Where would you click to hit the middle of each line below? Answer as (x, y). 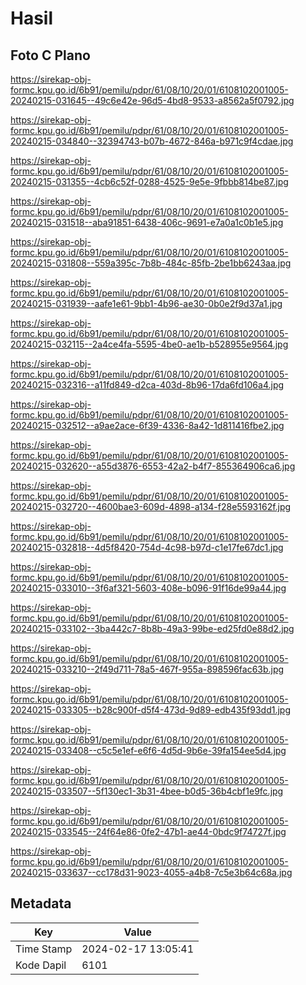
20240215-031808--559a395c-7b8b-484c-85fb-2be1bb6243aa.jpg (151, 263)
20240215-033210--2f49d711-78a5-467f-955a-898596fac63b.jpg (147, 669)
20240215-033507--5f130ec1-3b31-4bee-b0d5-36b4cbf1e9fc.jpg (147, 791)
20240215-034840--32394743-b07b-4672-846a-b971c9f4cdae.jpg (152, 141)
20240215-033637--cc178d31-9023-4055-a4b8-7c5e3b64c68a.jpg (151, 872)
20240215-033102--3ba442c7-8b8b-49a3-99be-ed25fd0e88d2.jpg (152, 628)
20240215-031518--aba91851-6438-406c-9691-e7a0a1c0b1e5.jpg (147, 222)
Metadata (41, 903)
